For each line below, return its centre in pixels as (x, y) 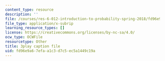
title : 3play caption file (33, 46)
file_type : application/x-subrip (39, 23)
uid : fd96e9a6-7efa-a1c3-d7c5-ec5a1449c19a (50, 51)
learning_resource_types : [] (35, 28)
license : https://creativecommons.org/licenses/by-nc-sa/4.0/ (70, 32)
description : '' (22, 14)
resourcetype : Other (26, 42)
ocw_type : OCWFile (24, 37)
